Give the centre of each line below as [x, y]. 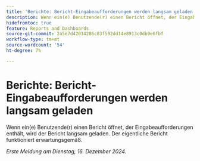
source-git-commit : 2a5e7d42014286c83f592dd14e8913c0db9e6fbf [85, 34]
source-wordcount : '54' [36, 45]
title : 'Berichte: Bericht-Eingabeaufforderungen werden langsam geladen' [101, 12]
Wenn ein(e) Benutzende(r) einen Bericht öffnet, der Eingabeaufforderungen [100, 127]
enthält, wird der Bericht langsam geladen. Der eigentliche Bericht [87, 133]
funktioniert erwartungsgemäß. [44, 140]
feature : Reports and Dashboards [48, 28]
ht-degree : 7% [24, 51]
